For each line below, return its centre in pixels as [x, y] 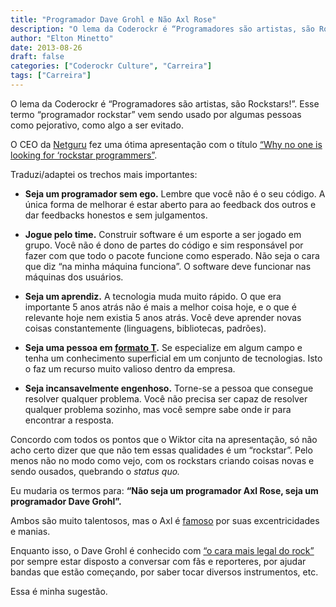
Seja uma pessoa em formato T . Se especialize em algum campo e [163, 347]
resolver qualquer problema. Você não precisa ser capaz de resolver [166, 398]
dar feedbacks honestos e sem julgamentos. [116, 215]
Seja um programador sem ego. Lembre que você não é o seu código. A [175, 193]
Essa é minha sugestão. [59, 591]
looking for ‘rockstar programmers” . [84, 155]
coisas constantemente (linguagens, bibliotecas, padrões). [145, 328]
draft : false [37, 57]
